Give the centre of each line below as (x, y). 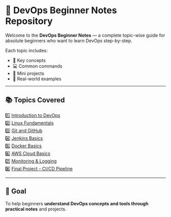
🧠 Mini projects (28, 73)
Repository (29, 21)
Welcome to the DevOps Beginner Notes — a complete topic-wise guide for (85, 35)
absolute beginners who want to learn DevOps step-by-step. (69, 41)
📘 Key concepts (29, 60)
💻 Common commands (37, 66)
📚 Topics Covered (35, 100)
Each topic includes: (26, 50)
